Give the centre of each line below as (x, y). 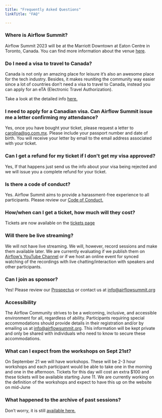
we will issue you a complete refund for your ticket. (56, 171)
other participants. (23, 266)
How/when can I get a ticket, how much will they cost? (70, 212)
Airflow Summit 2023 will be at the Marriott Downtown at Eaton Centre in (77, 46)
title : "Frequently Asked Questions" (43, 9)
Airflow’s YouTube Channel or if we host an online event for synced (72, 256)
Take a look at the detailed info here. (41, 99)
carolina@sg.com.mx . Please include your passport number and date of (77, 133)
